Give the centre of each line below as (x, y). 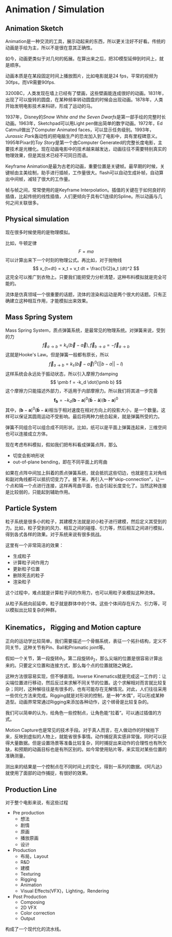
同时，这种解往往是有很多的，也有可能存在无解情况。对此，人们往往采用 (90, 689)
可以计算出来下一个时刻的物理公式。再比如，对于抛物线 (63, 260)
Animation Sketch (34, 28)
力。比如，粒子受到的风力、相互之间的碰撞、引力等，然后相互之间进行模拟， (86, 528)
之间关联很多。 (25, 203)
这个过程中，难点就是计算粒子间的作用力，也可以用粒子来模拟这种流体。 (81, 593)
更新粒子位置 (26, 569)
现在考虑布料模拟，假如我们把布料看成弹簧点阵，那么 (61, 444)
